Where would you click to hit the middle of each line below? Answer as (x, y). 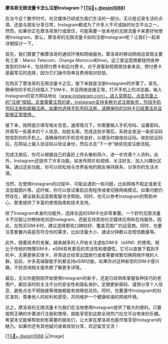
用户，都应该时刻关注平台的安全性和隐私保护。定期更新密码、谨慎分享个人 (82, 284)
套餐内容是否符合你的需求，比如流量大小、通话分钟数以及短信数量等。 (86, 232)
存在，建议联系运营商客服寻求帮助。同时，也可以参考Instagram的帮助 (81, 196)
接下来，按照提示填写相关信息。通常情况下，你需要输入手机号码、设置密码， (84, 125)
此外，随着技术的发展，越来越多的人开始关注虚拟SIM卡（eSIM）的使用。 (80, 242)
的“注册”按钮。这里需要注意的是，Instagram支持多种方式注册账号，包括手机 (83, 102)
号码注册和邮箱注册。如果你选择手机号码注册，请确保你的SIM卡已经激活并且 (84, 108)
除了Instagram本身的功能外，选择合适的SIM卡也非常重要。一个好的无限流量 (83, 213)
